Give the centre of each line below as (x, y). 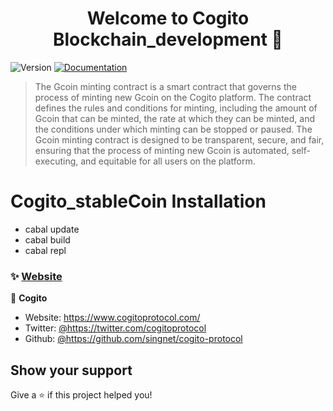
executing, (56, 161)
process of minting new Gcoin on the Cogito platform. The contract (173, 97)
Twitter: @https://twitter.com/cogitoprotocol (115, 328)
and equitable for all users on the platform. (168, 161)
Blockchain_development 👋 (167, 39)
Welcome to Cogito (168, 18)
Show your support (71, 370)
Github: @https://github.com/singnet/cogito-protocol (133, 339)
